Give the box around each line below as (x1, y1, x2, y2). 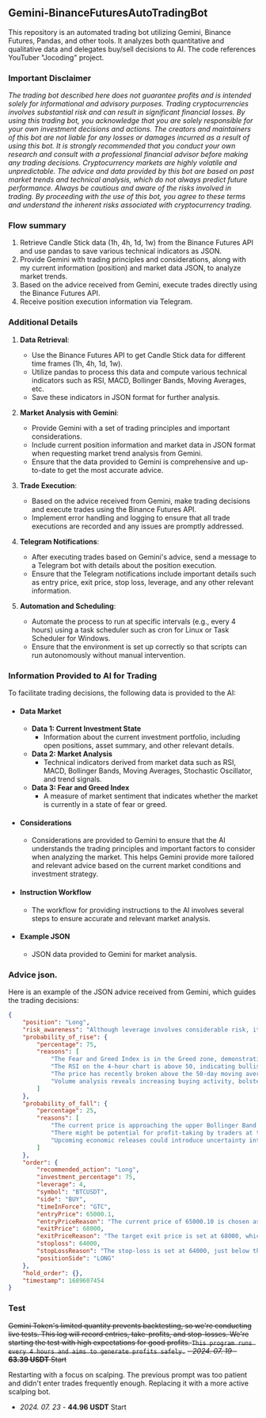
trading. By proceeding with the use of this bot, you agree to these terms (8, 192, 246, 202)
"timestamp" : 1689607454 (22, 1277, 104, 1285)
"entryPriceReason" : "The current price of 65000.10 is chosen (36, 1217, 249, 1225)
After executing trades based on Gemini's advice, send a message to (31, 551, 257, 562)
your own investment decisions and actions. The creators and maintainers (8, 125, 252, 134)
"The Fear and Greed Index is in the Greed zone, (50, 1055, 218, 1063)
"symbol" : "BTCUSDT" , (36, 1188, 108, 1197)
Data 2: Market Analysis (31, 749, 113, 759)
